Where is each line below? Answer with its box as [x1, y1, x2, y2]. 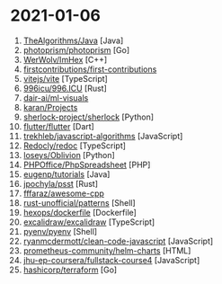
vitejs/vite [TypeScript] [22, 73, 109, 84]
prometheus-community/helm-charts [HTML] [22, 244, 191, 256]
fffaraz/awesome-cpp [22, 188, 104, 199]
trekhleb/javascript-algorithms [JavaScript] [22, 130, 183, 141]
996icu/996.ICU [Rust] [22, 83, 107, 93]
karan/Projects [22, 102, 78, 112]
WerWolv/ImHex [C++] [22, 54, 108, 65]
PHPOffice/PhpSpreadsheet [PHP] [22, 159, 151, 170]
